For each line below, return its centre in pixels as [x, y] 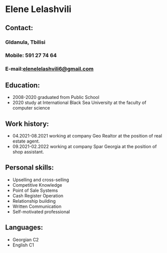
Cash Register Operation [38, 196]
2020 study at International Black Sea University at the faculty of [79, 103]
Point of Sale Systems [35, 190]
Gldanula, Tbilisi [25, 42]
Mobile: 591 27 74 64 [31, 55]
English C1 [23, 245]
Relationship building [34, 201]
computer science [31, 108]
